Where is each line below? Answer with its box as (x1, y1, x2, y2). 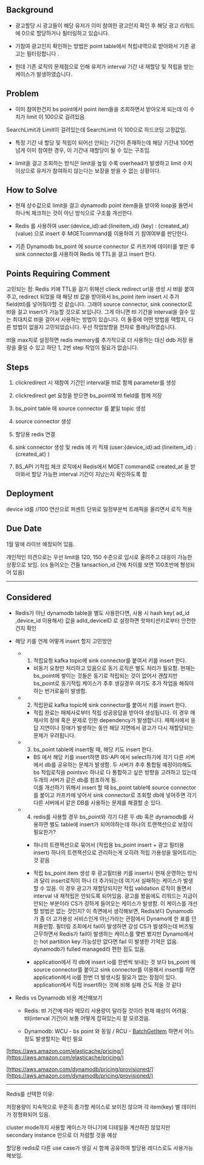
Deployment (6, 489, 54, 499)
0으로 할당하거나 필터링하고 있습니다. (21, 29, 110, 37)
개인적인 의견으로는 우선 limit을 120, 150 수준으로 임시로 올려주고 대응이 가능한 (6, 553, 192, 560)
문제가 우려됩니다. (33, 731, 76, 739)
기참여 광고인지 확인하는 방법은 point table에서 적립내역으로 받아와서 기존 (15, 42, 189, 49)
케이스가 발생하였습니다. (15, 70, 73, 78)
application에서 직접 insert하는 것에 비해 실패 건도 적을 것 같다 (33, 981, 182, 988)
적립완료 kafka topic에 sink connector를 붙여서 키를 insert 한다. (33, 701, 187, 708)
